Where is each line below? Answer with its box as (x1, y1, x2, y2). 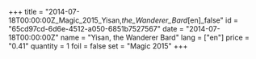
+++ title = (8, 7, 44, 16)
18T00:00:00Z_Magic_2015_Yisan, (8, 15, 123, 25)
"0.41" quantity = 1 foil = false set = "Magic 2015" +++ (8, 41, 188, 51)
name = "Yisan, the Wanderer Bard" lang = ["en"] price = (60, 32, 250, 42)
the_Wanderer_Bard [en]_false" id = (121, 15, 238, 25)
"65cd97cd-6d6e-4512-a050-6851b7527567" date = (8, 24, 184, 33)
